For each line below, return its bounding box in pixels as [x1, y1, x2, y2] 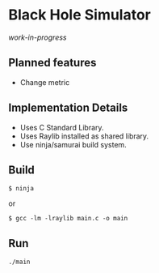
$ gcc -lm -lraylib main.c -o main [8, 215, 128, 223]
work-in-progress [8, 32, 67, 42]
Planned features [8, 56, 97, 70]
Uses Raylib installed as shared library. [19, 131, 149, 141]
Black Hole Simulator [8, 6, 152, 24]
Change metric [19, 77, 70, 87]
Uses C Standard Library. [19, 122, 104, 132]
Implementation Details [8, 101, 128, 115]
